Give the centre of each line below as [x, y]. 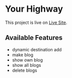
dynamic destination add [37, 49]
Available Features [34, 38]
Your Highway [34, 9]
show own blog [27, 60]
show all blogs [27, 65]
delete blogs [25, 70]
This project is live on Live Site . [36, 22]
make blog [23, 55]
